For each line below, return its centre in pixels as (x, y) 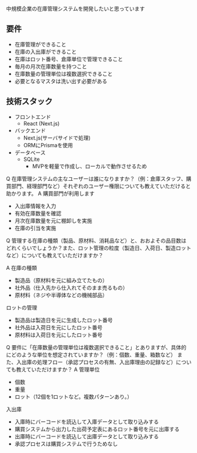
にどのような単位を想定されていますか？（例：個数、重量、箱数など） (91, 355)
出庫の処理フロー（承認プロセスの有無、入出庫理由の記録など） (99, 362)
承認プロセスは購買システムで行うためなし (66, 444)
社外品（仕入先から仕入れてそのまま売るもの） (71, 287)
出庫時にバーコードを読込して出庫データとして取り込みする (86, 436)
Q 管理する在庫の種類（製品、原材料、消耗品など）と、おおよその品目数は (96, 240)
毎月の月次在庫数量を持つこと (51, 66)
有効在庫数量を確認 (38, 213)
